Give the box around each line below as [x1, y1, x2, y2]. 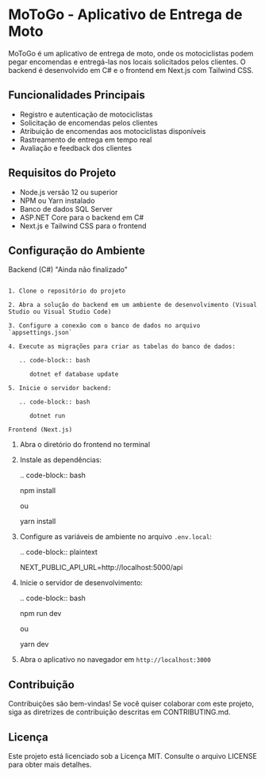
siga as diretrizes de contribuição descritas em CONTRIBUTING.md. [8, 707, 231, 717]
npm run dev [19, 609, 62, 618]
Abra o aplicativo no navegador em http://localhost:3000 [19, 655, 212, 664]
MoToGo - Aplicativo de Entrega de [8, 6, 243, 24]
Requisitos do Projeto [8, 166, 117, 180]
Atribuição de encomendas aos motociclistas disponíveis [19, 126, 206, 136]
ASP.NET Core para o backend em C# [19, 212, 144, 222]
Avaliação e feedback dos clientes [19, 143, 132, 152]
